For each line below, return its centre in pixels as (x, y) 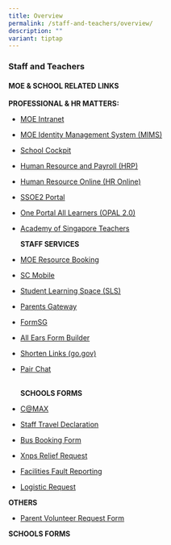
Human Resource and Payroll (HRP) (79, 166)
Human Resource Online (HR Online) (80, 181)
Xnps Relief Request (54, 456)
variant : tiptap (35, 38)
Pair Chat (35, 369)
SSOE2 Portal (43, 198)
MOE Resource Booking (59, 260)
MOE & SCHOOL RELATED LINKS (64, 85)
